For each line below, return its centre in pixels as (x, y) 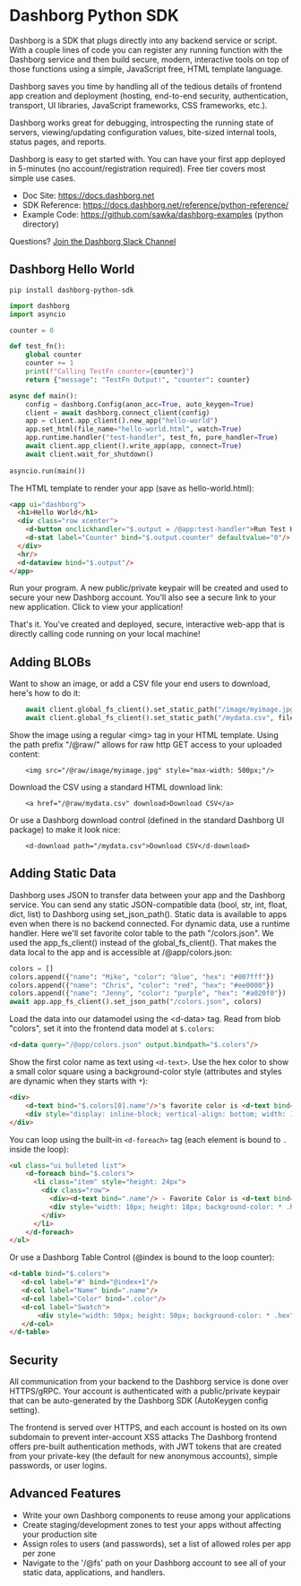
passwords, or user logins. (58, 1466)
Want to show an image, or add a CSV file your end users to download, (140, 684)
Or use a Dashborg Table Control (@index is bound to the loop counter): (142, 1257)
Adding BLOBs (50, 662)
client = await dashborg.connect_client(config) (118, 413)
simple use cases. (43, 178)
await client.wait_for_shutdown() (90, 454)
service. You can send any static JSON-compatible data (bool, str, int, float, (149, 904)
